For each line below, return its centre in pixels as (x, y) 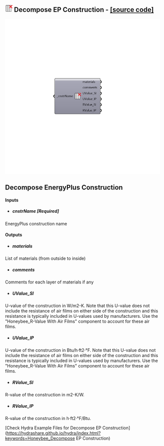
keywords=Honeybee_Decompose (40, 438)
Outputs (14, 235)
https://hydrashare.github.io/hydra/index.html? (54, 433)
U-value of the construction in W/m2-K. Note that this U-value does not (77, 306)
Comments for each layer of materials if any (50, 282)
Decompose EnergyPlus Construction (64, 187)
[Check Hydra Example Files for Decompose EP (53, 428)
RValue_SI (23, 382)
